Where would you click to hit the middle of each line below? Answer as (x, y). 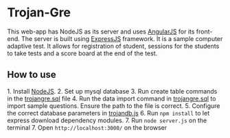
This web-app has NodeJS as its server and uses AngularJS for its (101, 31)
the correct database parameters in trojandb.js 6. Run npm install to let (108, 113)
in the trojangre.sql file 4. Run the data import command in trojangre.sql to (112, 98)
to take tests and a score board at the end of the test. (82, 53)
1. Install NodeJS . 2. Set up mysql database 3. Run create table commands (112, 91)
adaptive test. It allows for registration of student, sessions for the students (113, 46)
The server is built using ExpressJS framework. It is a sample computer (122, 38)
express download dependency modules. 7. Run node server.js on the (107, 120)
